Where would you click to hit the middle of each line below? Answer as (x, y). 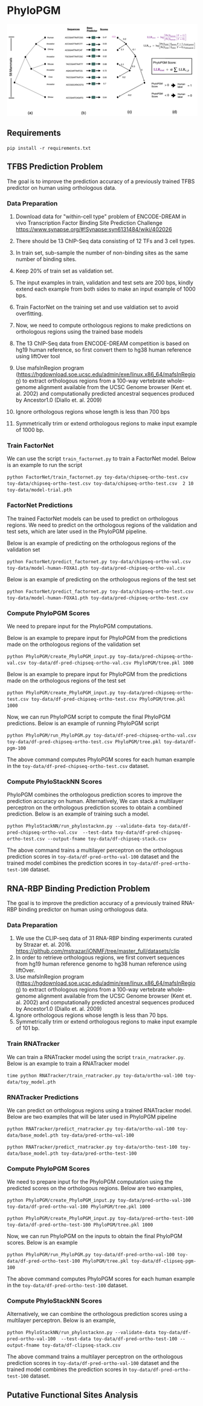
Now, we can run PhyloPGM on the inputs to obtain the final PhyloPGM (95, 1236)
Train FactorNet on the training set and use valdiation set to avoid (97, 307)
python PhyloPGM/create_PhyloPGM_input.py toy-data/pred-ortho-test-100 (100, 1219)
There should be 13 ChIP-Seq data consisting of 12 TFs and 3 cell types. (105, 241)
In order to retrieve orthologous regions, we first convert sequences (100, 958)
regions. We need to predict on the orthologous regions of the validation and (102, 525)
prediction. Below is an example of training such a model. (78, 814)
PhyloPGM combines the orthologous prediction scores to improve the (95, 795)
